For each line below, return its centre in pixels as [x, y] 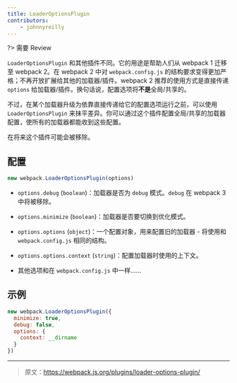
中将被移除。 [36, 201]
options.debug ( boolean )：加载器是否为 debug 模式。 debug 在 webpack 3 [122, 193]
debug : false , [34, 325]
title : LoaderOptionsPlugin [49, 14]
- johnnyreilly [42, 27]
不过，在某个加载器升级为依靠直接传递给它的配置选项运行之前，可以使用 [112, 105]
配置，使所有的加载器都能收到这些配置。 [66, 122]
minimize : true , [37, 318]
